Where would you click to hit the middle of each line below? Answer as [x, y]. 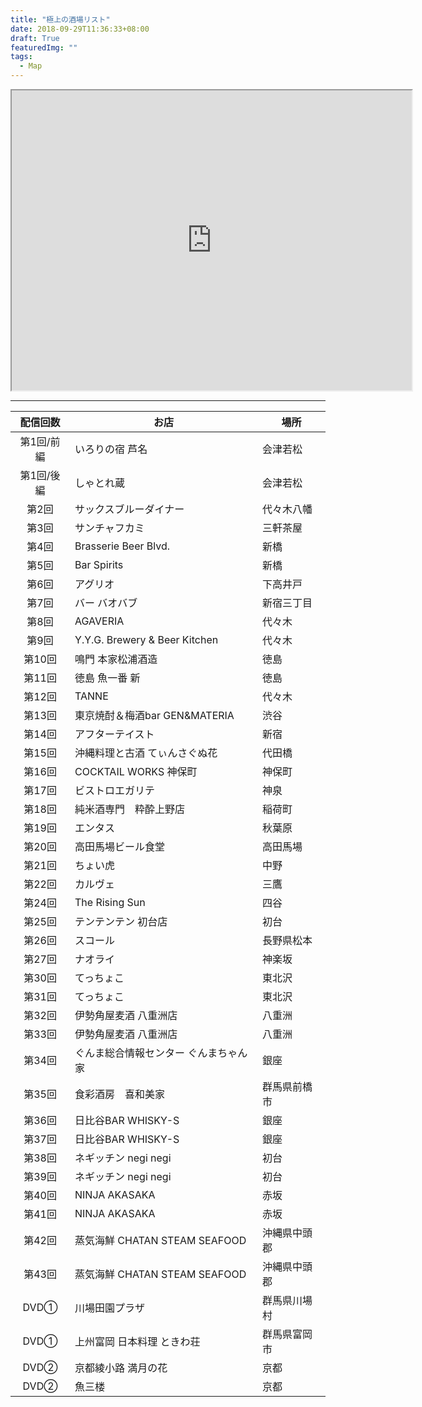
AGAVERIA [99, 621]
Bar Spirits [99, 564]
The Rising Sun [110, 902]
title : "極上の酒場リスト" [60, 19]
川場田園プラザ [110, 1308]
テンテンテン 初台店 [121, 921]
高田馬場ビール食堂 [120, 846]
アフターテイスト [114, 734]
